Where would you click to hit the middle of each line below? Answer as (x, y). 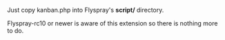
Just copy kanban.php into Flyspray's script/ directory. (86, 10)
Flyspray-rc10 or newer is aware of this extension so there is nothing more (112, 23)
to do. (16, 31)
